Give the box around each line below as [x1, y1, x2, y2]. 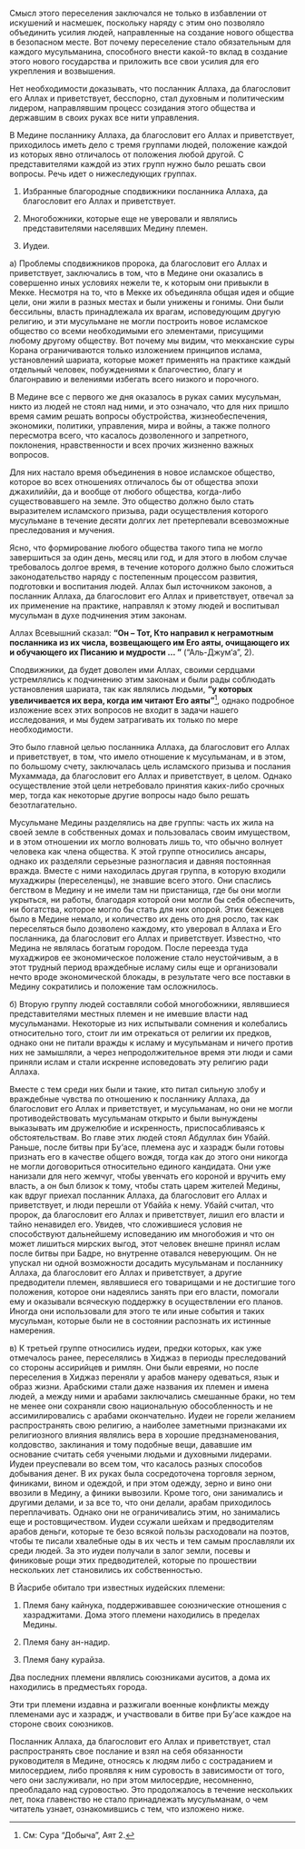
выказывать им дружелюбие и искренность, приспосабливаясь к [9, 1122, 266, 1133]
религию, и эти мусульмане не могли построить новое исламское [9, 316, 269, 326]
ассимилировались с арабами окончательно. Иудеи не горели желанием [9, 1409, 296, 1420]
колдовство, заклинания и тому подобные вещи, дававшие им [9, 1439, 252, 1449]
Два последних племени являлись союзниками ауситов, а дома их [9, 1671, 271, 1683]
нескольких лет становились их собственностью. [9, 1564, 202, 1575]
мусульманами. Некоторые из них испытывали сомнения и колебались [9, 1017, 288, 1029]
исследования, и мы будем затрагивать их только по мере [9, 714, 239, 725]
